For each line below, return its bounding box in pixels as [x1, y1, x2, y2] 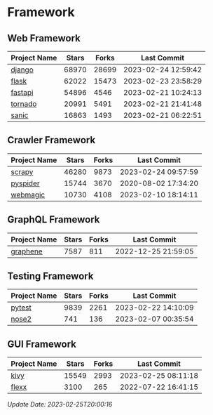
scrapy [11, 166, 34, 176]
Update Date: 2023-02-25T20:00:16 [7, 400, 113, 409]
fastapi [11, 88, 34, 97]
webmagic [11, 190, 46, 199]
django [11, 65, 34, 74]
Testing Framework [7, 270, 94, 282]
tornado [11, 99, 37, 109]
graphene [11, 246, 43, 256]
